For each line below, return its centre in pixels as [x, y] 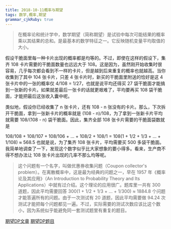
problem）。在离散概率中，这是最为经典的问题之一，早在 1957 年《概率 [92, 172]
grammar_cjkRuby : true [29, 19]
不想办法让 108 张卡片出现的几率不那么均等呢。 [59, 155]
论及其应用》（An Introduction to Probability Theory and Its [79, 179]
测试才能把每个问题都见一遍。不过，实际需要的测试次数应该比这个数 [89, 204]
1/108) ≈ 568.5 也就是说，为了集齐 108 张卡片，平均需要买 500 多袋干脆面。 [85, 142]
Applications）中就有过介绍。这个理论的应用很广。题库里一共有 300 [89, 185]
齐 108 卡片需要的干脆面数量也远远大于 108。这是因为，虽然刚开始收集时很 [84, 65]
